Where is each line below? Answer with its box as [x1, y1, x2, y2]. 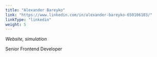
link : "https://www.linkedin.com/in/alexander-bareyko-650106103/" [5, 12, 153, 17]
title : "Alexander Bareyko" [5, 7, 66, 13]
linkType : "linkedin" [5, 17, 52, 22]
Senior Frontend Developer [5, 46, 63, 52]
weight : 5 [5, 22, 27, 27]
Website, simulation [5, 36, 47, 42]
